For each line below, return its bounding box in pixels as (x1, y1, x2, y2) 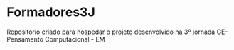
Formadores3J (6, 4, 95, 20)
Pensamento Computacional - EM (6, 35, 105, 43)
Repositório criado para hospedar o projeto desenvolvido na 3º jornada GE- (6, 27, 228, 36)
